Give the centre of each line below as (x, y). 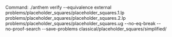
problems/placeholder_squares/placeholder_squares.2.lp (65, 18)
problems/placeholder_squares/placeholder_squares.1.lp (65, 13)
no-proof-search (23, 29)
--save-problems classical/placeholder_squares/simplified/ (104, 29)
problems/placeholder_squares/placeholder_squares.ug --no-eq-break (80, 23)
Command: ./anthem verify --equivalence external (59, 7)
